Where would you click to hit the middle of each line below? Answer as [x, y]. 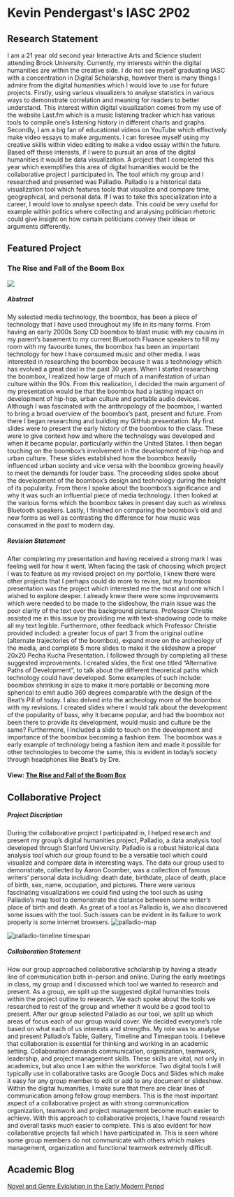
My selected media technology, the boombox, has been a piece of [102, 317]
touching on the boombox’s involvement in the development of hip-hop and [116, 451]
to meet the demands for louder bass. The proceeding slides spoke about [113, 473]
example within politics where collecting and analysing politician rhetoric [112, 212]
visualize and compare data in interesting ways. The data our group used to [116, 863]
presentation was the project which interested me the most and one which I [116, 588]
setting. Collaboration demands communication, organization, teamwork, [112, 1051]
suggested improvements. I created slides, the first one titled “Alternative [112, 663]
